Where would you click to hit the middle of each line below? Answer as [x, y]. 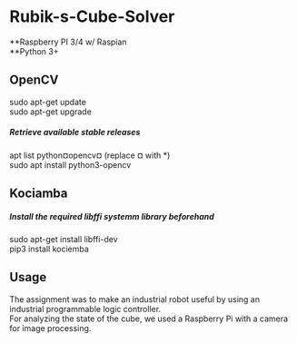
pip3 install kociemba [49, 249]
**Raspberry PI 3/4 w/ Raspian [68, 42]
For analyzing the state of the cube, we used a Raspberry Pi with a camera [149, 318]
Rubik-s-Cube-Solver [92, 17]
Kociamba [39, 194]
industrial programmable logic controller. [85, 309]
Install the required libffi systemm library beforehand [112, 216]
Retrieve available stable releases [75, 132]
